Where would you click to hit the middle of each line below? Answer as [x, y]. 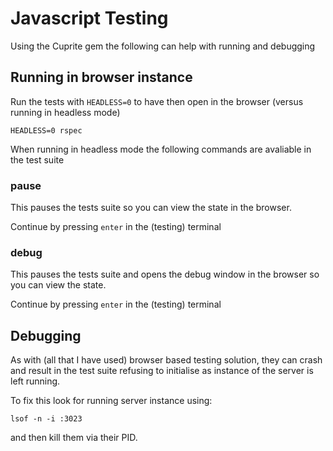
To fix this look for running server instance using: [111, 401]
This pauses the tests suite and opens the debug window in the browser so [165, 274]
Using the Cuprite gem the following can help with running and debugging [163, 46]
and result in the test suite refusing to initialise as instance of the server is [162, 371]
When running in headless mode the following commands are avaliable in [161, 149]
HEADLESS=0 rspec [46, 130]
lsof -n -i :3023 [46, 419]
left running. [35, 381]
